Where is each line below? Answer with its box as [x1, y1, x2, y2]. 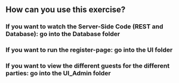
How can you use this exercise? [5, 5, 126, 15]
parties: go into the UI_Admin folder [5, 69, 111, 78]
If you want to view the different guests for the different [5, 62, 170, 70]
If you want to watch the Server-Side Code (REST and [5, 23, 163, 31]
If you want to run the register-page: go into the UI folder [5, 46, 173, 54]
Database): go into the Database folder [5, 30, 121, 38]
